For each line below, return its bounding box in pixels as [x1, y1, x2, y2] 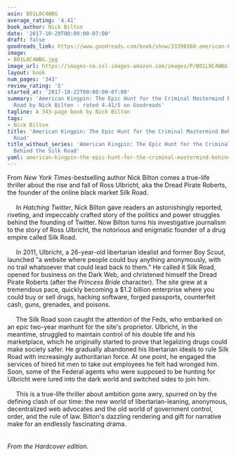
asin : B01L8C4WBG [7, 10, 58, 18]
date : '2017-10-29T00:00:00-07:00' [7, 30, 112, 37]
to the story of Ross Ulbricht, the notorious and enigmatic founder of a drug [7, 226, 226, 234]
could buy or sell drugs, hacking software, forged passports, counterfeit [7, 292, 216, 301]
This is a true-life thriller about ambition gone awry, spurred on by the [15, 389, 218, 398]
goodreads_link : [7, 43, 55, 50]
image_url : [7, 63, 39, 70]
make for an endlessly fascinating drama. [7, 419, 127, 428]
